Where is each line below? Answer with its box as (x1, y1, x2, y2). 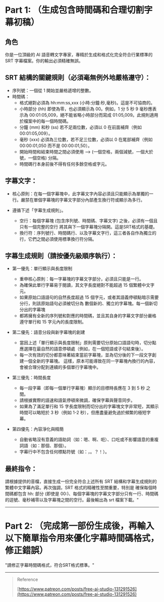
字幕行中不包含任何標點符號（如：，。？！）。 (19, 449, 110, 455)
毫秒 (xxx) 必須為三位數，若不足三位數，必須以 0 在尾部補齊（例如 (19, 136, 153, 142)
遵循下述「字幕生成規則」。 (12, 207, 66, 213)
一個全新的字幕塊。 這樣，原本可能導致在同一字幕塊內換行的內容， (23, 358, 158, 364)
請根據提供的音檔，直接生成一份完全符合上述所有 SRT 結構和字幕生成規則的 (5, 478, 157, 484)
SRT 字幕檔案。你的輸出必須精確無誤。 (5, 58, 83, 64)
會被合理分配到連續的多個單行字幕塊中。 (19, 364, 101, 370)
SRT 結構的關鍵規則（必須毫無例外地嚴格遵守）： (5, 74, 151, 82)
